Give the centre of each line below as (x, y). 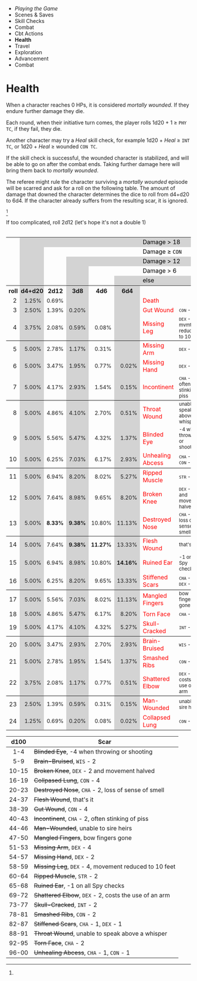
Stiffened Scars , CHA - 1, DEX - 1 (78, 924)
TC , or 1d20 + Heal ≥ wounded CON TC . (52, 146)
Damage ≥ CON (162, 251)
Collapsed (157, 717)
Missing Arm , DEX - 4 (63, 847)
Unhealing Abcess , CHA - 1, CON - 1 (82, 952)
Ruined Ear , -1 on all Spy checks (79, 886)
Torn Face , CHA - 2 (59, 943)
